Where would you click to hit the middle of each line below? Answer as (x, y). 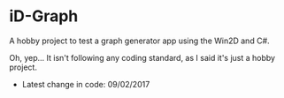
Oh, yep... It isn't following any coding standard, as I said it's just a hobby (142, 57)
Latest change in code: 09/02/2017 (86, 84)
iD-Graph (44, 16)
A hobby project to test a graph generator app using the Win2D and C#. (139, 41)
